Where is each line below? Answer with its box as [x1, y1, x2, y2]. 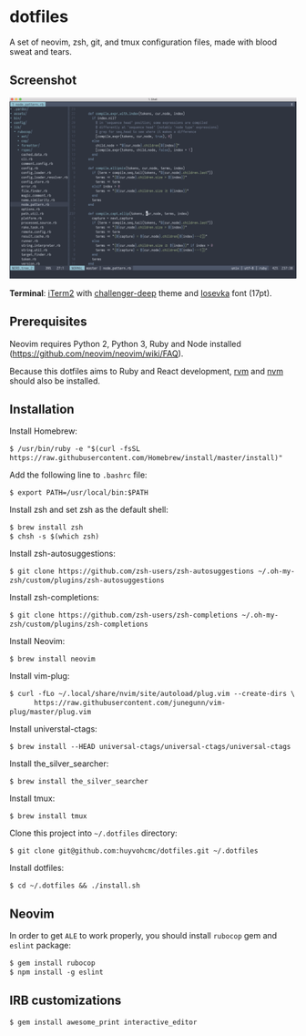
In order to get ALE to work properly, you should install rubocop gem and [9, 930, 278, 941]
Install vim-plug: [9, 671, 70, 682]
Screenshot [9, 73, 77, 88]
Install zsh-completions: [9, 592, 100, 603]
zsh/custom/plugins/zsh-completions [9, 620, 148, 630]
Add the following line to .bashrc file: [9, 469, 148, 480]
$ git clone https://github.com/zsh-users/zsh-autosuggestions [9, 567, 255, 576]
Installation [9, 401, 75, 416]
